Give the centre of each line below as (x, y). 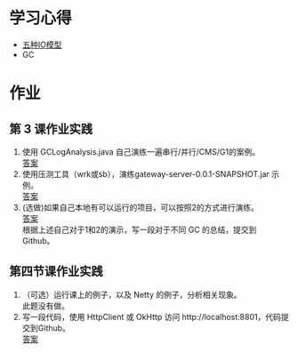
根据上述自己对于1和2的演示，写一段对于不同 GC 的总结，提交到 (139, 229)
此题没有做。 (45, 305)
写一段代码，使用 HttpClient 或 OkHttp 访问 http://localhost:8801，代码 (152, 317)
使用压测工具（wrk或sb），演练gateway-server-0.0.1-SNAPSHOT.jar (145, 173)
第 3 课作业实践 (51, 128)
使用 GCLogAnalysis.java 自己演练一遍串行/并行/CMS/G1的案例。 (141, 151)
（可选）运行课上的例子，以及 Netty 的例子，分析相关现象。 (132, 294)
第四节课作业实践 (56, 272)
